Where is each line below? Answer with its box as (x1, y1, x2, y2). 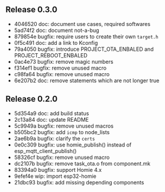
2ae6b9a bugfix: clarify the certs (14, 135, 95, 142)
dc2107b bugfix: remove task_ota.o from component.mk (14, 160, 151, 167)
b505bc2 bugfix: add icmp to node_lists (14, 128, 110, 135)
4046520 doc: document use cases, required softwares (14, 20, 151, 27)
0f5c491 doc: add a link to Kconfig (14, 39, 98, 46)
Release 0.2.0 (5, 94, 58, 104)
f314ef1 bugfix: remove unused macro (14, 64, 107, 71)
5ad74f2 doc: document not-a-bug (14, 27, 99, 34)
